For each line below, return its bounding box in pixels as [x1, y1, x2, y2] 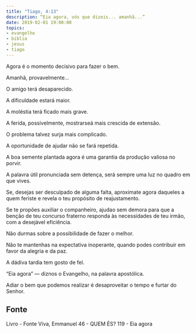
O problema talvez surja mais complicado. [6, 131, 108, 138]
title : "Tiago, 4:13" [6, 8, 59, 15]
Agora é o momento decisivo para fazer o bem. [6, 63, 120, 70]
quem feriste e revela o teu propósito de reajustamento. [6, 194, 140, 202]
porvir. [6, 159, 22, 167]
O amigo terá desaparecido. [6, 85, 73, 92]
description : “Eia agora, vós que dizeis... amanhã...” [6, 14, 145, 20]
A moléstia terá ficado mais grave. [6, 108, 89, 115]
